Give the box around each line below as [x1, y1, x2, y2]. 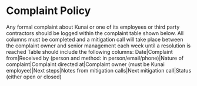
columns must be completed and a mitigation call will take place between [6, 36, 183, 43]
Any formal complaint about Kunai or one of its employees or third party [6, 23, 180, 30]
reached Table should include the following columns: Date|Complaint [6, 48, 173, 55]
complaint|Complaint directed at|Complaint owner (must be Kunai [6, 60, 165, 68]
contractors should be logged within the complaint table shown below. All [6, 29, 184, 36]
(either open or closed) [6, 73, 62, 80]
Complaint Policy [6, 4, 91, 18]
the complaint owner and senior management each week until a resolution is [6, 42, 191, 49]
